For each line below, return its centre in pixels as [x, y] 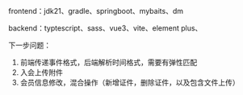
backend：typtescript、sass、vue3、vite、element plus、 [105, 28]
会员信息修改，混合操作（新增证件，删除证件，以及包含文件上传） [130, 83]
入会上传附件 [41, 72]
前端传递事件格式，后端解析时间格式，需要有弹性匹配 [109, 62]
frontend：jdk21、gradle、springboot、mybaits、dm [96, 11]
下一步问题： [29, 45]
